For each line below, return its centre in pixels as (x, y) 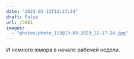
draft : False (22, 17)
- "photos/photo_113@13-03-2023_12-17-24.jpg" (70, 33)
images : (16, 28)
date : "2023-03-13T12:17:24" (42, 11)
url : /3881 (20, 22)
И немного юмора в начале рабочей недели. (63, 50)
